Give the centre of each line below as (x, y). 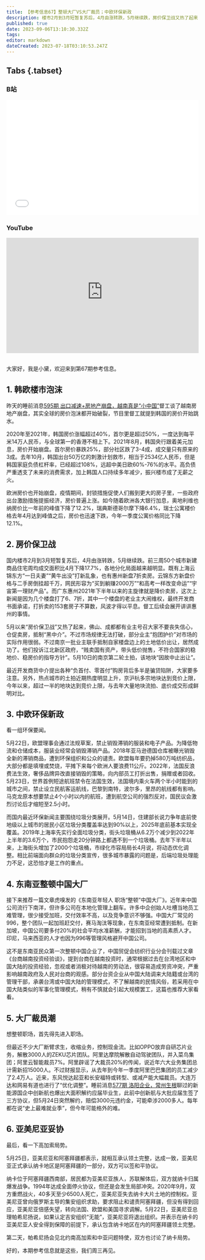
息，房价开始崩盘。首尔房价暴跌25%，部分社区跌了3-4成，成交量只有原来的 (102, 449)
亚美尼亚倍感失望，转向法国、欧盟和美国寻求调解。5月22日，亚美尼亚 (105, 1209)
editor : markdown (28, 40)
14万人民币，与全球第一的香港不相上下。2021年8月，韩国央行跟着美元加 (102, 441)
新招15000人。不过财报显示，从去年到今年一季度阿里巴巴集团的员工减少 (107, 1070)
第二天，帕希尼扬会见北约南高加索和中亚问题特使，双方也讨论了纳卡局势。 (100, 1237)
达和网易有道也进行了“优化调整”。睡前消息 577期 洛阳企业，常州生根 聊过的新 (102, 1085)
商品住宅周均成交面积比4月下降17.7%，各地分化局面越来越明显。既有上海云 (101, 568)
